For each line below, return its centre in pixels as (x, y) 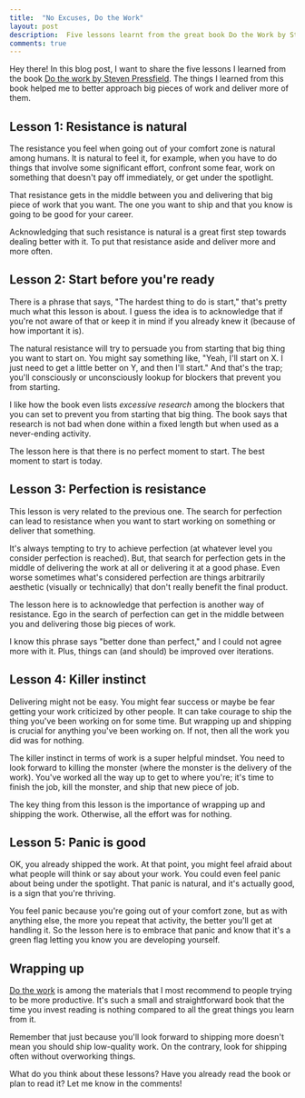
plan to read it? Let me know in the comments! (96, 1083)
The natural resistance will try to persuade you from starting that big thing (148, 348)
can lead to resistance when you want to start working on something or (143, 521)
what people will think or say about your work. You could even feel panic (145, 874)
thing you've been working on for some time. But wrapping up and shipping (151, 721)
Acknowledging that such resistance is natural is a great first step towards (148, 232)
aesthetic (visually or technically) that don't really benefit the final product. (149, 586)
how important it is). (47, 330)
